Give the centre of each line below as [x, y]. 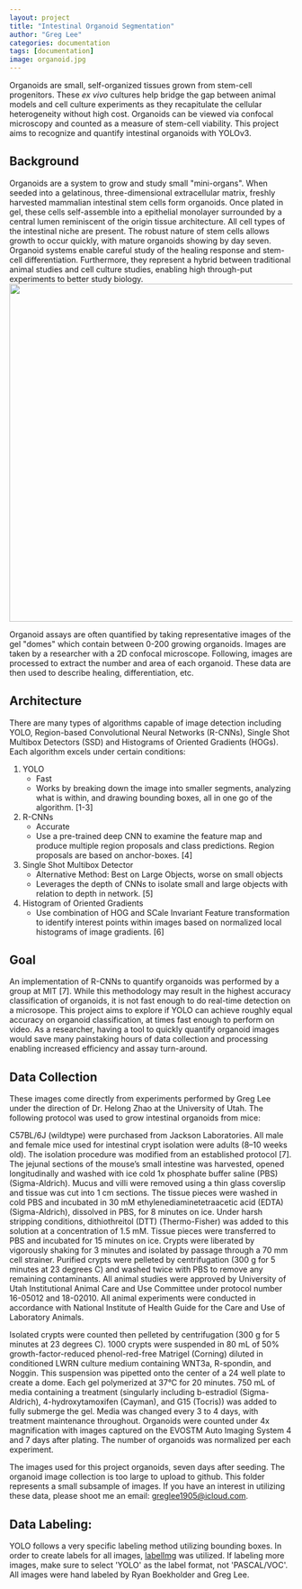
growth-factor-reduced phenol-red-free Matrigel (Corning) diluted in [136, 1354]
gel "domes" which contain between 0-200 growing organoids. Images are [148, 644]
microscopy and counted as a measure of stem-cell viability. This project [144, 123]
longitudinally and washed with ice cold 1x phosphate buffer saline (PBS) [144, 1173]
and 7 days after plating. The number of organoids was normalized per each [150, 1440]
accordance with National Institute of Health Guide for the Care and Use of [147, 1308]
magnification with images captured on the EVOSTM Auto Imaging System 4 [151, 1430]
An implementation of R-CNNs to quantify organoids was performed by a [145, 982]
